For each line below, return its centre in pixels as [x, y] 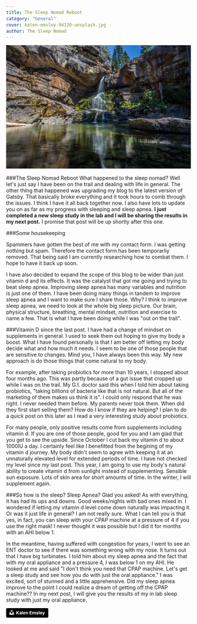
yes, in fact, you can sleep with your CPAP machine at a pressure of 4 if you [98, 519]
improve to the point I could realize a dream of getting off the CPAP [87, 587]
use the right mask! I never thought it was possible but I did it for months [94, 526]
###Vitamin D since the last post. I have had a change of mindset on [89, 330]
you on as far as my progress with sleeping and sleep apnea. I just [86, 209]
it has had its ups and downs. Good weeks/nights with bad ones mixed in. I [96, 501]
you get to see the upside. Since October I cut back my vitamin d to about [95, 440]
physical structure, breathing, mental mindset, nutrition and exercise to [91, 312]
